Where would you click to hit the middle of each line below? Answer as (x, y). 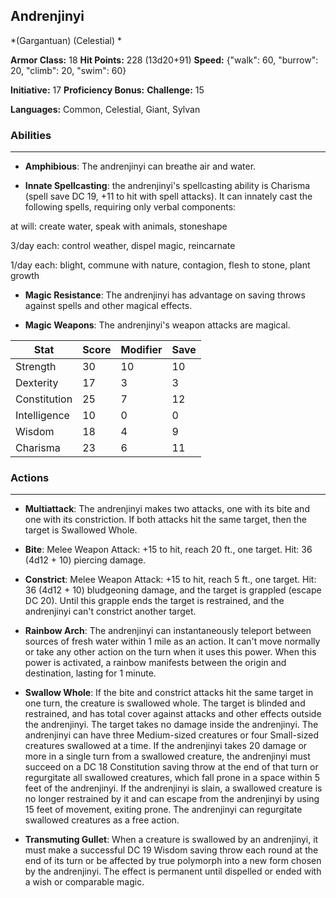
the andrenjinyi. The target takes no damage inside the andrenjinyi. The (171, 725)
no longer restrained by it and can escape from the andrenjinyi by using (172, 799)
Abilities (31, 135)
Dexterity (37, 383)
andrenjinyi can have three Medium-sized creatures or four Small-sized (171, 735)
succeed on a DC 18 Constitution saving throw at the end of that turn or (171, 767)
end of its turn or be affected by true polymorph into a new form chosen (173, 861)
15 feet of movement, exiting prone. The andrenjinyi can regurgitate (163, 810)
